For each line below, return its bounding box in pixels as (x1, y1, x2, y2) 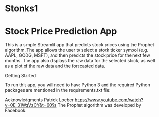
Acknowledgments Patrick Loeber (5, 97, 74, 103)
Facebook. (5, 107, 27, 114)
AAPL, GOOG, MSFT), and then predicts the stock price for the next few (5, 52, 151, 58)
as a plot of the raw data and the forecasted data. (5, 63, 106, 69)
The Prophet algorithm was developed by (57, 102, 141, 108)
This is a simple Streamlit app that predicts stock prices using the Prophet (5, 42, 155, 48)
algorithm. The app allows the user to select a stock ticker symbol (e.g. (5, 47, 149, 53)
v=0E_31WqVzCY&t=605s (5, 102, 57, 108)
